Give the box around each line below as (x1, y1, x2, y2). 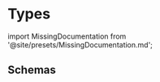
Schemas (7, 64, 56, 77)
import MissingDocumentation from (7, 31, 127, 41)
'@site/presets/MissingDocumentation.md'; (7, 39, 154, 49)
